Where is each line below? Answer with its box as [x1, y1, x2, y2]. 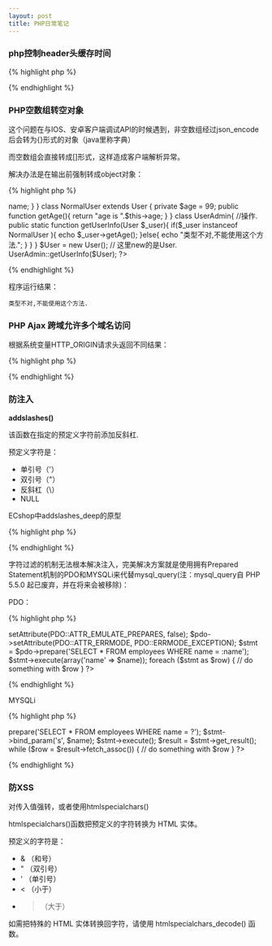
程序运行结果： [8, 282, 58, 291]
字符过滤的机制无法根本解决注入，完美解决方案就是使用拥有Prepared [8, 559, 239, 569]
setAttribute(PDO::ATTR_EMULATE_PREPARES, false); [8, 628, 188, 639]
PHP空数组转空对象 [8, 104, 84, 116]
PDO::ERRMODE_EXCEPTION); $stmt [133, 637, 258, 647]
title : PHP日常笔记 [8, 20, 70, 28]
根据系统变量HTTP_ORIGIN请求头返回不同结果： [8, 339, 169, 350]
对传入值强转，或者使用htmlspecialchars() [8, 801, 149, 811]
